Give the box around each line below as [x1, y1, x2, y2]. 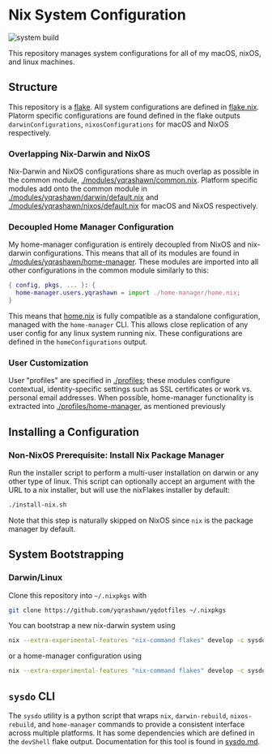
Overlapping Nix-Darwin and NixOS [8, 148, 151, 159]
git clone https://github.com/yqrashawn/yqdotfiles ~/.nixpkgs [8, 606, 227, 614]
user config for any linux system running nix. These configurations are [8, 328, 243, 338]
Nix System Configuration [8, 6, 186, 24]
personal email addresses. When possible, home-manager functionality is [8, 393, 254, 403]
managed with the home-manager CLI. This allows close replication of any [8, 319, 249, 330]
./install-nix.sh [8, 501, 67, 509]
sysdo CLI [8, 689, 55, 703]
